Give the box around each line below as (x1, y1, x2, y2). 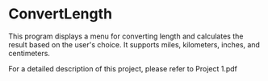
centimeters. (8, 48, 51, 58)
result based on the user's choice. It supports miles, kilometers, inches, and (8, 39, 261, 49)
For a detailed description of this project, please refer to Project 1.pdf (8, 63, 238, 73)
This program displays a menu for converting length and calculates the (8, 31, 244, 41)
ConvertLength (8, 5, 113, 23)
